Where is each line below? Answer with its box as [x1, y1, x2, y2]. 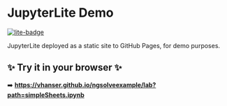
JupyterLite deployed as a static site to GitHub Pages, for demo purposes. [7, 41, 221, 50]
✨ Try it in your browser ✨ [7, 61, 122, 74]
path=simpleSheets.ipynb [7, 91, 85, 99]
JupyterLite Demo [7, 5, 114, 21]
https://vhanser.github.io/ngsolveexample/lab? [14, 80, 156, 89]
